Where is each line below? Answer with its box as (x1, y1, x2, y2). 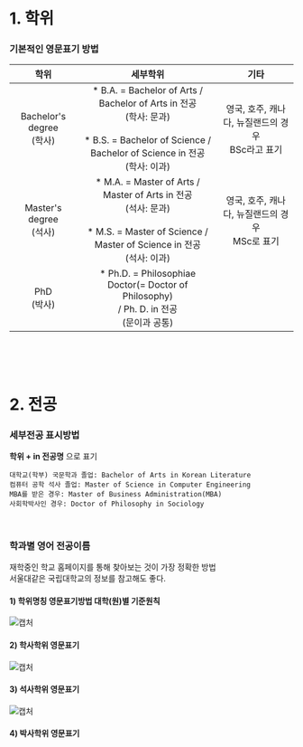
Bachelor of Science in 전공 (89, 147, 206, 159)
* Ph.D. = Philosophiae (99, 268, 197, 280)
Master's (24, 202, 62, 214)
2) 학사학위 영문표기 (9, 639, 79, 651)
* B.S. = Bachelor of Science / (84, 134, 212, 147)
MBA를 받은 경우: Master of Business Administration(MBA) (9, 489, 223, 498)
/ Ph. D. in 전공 (117, 303, 179, 316)
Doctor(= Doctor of (106, 279, 188, 291)
